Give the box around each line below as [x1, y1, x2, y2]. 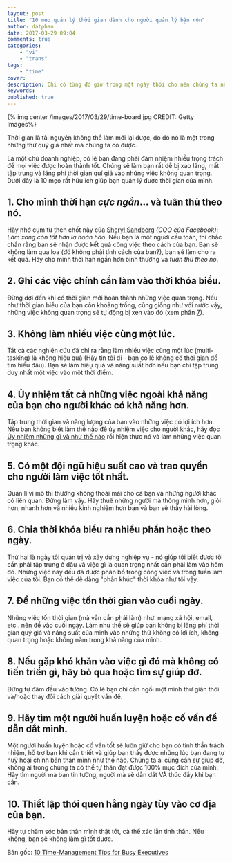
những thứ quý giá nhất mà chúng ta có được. [7, 141, 137, 149]
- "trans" [19, 55, 48, 62]
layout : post [7, 10, 45, 17]
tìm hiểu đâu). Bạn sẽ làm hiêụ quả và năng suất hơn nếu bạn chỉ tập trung [7, 361, 219, 370]
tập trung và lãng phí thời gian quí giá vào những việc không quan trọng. [7, 169, 213, 177]
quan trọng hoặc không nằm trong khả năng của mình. [7, 635, 162, 644]
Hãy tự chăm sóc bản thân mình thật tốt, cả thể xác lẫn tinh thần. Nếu [7, 828, 204, 836]
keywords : [7, 87, 36, 94]
